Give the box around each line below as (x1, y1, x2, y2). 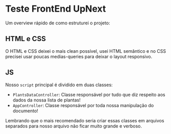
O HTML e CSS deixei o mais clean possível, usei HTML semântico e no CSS (5, 48, 166, 54)
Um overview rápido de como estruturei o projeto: (5, 20, 111, 26)
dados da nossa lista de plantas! (12, 97, 81, 103)
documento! (12, 108, 38, 114)
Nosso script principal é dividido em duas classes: (5, 82, 113, 88)
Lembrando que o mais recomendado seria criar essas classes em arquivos (5, 117, 164, 123)
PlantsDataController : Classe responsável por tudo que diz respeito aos (12, 91, 165, 97)
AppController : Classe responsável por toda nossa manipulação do (12, 102, 154, 108)
